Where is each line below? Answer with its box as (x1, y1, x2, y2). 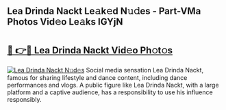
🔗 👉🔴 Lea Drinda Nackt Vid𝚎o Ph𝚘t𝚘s (7, 44, 173, 56)
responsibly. (7, 96, 42, 103)
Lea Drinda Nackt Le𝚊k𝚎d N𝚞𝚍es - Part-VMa (7, 5, 201, 17)
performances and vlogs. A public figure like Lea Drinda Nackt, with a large (7, 81, 219, 89)
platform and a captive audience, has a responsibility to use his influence (7, 88, 214, 96)
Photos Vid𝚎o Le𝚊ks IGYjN (7, 16, 123, 28)
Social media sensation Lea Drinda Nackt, (86, 66, 204, 74)
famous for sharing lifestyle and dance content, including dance (7, 74, 188, 81)
